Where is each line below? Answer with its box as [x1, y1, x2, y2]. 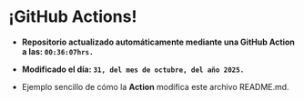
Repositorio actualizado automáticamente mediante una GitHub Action [21, 36, 295, 47]
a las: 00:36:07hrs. [21, 45, 94, 56]
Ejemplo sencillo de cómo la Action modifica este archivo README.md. [21, 81, 289, 92]
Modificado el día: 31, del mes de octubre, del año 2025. [21, 64, 245, 75]
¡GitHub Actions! [8, 6, 137, 27]
